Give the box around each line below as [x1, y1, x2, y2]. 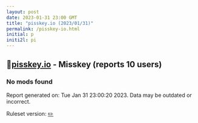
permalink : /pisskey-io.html [6, 25, 80, 32]
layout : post [6, 8, 39, 15]
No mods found [6, 78, 53, 86]
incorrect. [6, 98, 31, 105]
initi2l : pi [6, 37, 36, 43]
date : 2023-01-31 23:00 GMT [6, 15, 78, 21]
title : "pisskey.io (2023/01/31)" [6, 20, 94, 26]
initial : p [6, 32, 34, 38]
